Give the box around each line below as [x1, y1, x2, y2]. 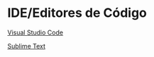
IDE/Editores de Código [7, 5, 148, 21]
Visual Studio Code [7, 28, 64, 37]
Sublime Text [7, 42, 46, 50]
